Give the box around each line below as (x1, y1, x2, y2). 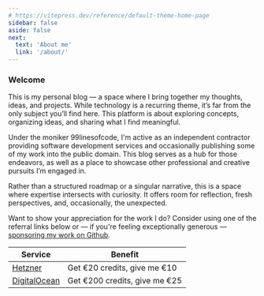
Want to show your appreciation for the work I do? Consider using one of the (8, 214, 257, 223)
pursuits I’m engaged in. (8, 167, 87, 176)
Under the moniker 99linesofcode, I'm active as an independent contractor (8, 133, 251, 142)
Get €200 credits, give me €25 (67, 275, 183, 287)
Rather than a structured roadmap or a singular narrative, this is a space (8, 182, 242, 191)
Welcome (8, 74, 46, 85)
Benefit (110, 249, 139, 260)
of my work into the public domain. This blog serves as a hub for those (8, 149, 238, 159)
